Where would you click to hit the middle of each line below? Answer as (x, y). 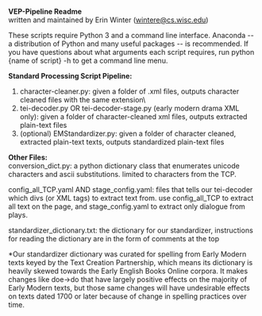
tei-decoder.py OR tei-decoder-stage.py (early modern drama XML (129, 108)
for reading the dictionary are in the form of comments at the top (114, 239)
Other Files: (28, 157)
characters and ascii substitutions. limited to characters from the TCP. (122, 174)
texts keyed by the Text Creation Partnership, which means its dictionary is (131, 262)
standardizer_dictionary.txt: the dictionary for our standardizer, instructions (131, 230)
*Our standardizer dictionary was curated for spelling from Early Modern (127, 254)
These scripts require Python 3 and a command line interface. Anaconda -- (131, 35)
